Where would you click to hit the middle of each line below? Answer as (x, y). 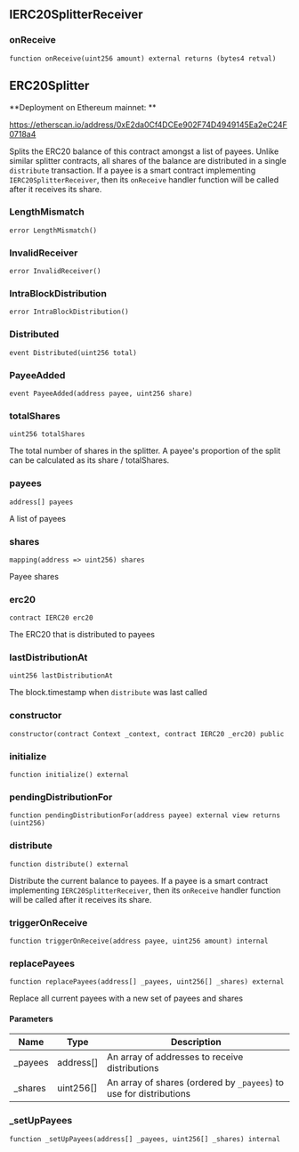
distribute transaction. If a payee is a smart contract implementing (133, 170)
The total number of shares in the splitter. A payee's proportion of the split (145, 451)
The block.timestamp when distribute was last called (108, 693)
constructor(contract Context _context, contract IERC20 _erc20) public (147, 734)
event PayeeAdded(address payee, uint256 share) (101, 393)
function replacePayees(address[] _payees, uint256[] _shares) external (147, 982)
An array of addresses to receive (175, 1057)
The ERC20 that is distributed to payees (82, 635)
